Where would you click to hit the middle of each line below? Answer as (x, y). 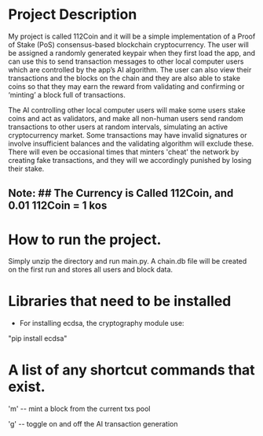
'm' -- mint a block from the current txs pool (79, 409)
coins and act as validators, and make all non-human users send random (126, 118)
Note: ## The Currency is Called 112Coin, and (121, 193)
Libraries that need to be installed (120, 301)
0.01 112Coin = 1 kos (58, 206)
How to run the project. (85, 240)
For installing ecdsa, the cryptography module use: (102, 323)
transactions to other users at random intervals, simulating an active (118, 127)
